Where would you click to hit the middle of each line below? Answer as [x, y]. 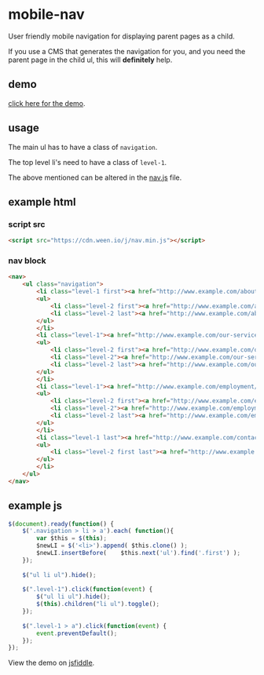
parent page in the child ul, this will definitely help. [90, 60]
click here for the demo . [47, 103]
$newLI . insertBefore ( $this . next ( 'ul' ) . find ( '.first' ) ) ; [139, 553]
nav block [27, 261]
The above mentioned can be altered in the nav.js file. [95, 177]
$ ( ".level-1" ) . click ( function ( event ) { [88, 589]
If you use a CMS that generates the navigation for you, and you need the [127, 51]
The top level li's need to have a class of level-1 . [88, 162]
